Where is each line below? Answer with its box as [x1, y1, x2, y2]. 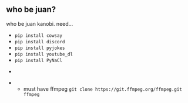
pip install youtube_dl [14, 51, 73, 57]
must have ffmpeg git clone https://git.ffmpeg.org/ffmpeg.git [23, 85, 182, 92]
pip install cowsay [14, 32, 63, 39]
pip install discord [14, 39, 65, 44]
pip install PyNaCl [14, 57, 63, 63]
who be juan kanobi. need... [6, 20, 73, 27]
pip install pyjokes [14, 45, 65, 51]
